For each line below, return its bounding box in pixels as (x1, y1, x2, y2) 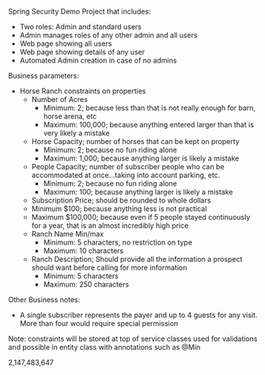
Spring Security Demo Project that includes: (8, 7, 152, 16)
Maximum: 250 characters (43, 280, 129, 289)
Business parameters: (8, 71, 79, 80)
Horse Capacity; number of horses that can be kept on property (31, 137, 240, 146)
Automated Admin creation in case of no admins (19, 55, 177, 65)
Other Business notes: (8, 295, 81, 304)
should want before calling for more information (31, 263, 187, 272)
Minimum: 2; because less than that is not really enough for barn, (43, 103, 256, 112)
